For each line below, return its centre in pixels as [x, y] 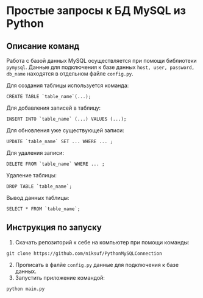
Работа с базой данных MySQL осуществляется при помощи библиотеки [101, 61]
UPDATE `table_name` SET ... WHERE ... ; [60, 141]
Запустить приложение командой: [60, 277]
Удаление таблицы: [31, 175]
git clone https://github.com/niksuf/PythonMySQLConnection [84, 254]
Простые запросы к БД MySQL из [96, 11]
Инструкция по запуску [54, 228]
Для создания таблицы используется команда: [68, 85]
